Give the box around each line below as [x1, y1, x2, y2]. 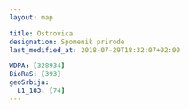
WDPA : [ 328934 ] [9, 61, 66, 71]
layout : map [9, 12, 53, 22]
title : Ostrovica [9, 28, 74, 38]
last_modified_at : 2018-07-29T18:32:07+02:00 [9, 45, 180, 54]
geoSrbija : [9, 78, 50, 87]
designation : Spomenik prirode [9, 37, 125, 46]
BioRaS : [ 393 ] [9, 70, 62, 79]
